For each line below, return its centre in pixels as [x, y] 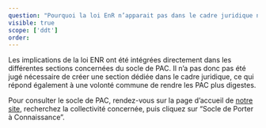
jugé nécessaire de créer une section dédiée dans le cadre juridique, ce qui [131, 77]
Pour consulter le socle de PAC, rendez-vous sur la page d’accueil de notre [131, 100]
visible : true [32, 23]
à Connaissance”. [36, 117]
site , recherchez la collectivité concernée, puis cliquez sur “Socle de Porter [131, 109]
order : [19, 38]
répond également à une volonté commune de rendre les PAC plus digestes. [132, 85]
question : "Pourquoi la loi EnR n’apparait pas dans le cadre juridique [131, 15]
